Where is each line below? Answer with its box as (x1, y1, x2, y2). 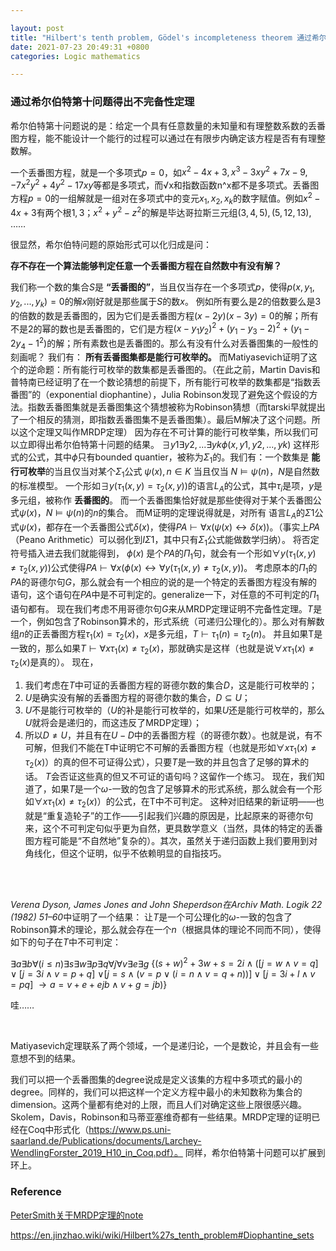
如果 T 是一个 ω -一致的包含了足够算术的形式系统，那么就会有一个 (51, 782, 314, 795)
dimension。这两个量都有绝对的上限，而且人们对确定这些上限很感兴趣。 (10, 1099, 308, 1111)
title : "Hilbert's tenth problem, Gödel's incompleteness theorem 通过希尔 (10, 32, 327, 43)
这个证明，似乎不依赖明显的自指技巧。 (68, 847, 227, 859)
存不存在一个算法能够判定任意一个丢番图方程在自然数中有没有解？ (10, 259, 282, 271)
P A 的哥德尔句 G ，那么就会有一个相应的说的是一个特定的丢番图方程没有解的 (10, 576, 318, 588)
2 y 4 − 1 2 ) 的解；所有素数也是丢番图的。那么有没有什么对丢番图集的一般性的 (10, 336, 319, 351)
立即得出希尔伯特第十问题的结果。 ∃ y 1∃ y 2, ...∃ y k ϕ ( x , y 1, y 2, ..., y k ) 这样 (18, 439, 312, 451)
